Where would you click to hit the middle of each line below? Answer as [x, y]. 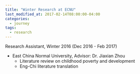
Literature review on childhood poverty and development [77, 61]
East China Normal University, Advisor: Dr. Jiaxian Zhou [69, 56]
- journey [19, 23]
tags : [11, 28]
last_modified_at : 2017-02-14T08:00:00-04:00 [52, 14]
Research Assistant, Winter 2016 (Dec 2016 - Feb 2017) [61, 46]
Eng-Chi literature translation [49, 66]
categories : [17, 19]
